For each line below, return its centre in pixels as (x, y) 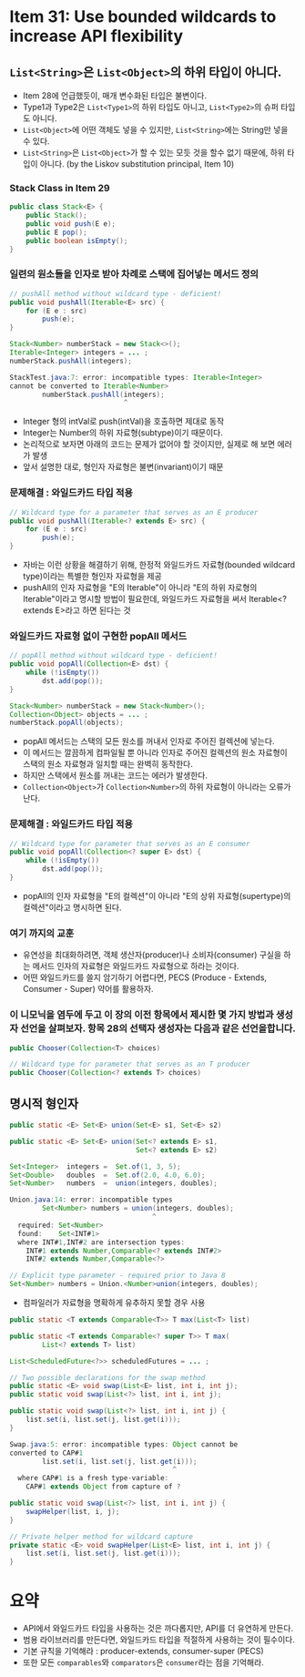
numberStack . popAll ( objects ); (67, 723)
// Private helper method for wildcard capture (102, 1537)
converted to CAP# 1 (46, 1453)
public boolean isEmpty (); (77, 240)
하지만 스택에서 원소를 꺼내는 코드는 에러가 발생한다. (115, 775)
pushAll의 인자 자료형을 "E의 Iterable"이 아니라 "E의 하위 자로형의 (140, 588)
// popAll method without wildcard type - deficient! (114, 656)
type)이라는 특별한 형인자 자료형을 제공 (92, 577)
